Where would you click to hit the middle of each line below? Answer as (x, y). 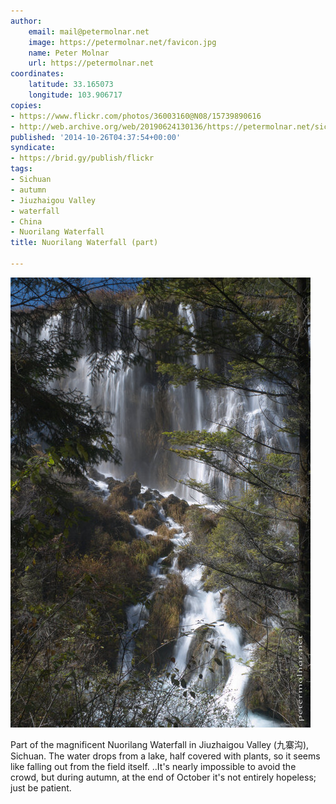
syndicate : (33, 148)
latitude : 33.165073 (71, 85)
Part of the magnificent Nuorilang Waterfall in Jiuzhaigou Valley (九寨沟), (160, 744)
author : (26, 21)
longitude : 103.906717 (75, 95)
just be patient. (41, 787)
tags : (21, 169)
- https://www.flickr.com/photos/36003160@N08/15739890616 (136, 116)
